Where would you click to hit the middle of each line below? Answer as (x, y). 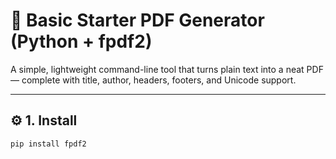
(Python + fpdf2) (81, 41)
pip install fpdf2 (48, 144)
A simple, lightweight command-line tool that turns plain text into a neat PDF (167, 69)
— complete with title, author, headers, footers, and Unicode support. (153, 80)
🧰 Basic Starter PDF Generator (137, 20)
